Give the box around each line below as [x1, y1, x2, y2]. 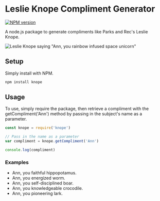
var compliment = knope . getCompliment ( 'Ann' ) [5, 139, 99, 144]
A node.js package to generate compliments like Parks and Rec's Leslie [5, 29, 148, 34]
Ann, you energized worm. [12, 175, 66, 181]
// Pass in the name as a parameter [5, 134, 79, 139]
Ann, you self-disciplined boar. [12, 180, 74, 186]
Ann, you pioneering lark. [12, 190, 63, 197]
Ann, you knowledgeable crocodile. [12, 186, 84, 191]
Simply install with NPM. [5, 70, 53, 76]
